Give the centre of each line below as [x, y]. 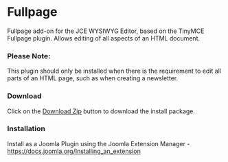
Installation [26, 129]
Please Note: [29, 56]
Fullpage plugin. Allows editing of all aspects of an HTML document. [104, 38]
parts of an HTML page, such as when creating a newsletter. [93, 78]
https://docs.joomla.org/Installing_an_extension [74, 151]
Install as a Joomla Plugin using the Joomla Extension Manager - [99, 143]
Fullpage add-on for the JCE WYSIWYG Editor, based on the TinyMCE [106, 31]
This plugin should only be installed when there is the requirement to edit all [114, 71]
